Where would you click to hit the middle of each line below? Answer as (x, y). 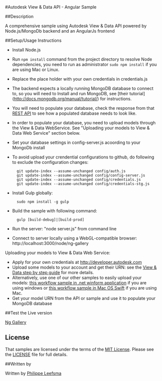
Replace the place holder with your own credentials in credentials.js (80, 79)
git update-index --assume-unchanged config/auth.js (71, 171)
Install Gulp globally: (32, 193)
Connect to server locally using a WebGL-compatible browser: (74, 238)
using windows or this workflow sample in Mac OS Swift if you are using (84, 288)
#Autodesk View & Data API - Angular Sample (51, 7)
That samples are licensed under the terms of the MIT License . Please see (80, 349)
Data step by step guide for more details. (53, 272)
